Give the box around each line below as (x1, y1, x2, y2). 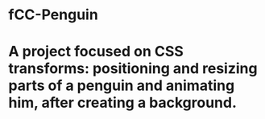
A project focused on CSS (8, 43, 184, 61)
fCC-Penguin (8, 6, 98, 24)
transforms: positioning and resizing (8, 59, 258, 78)
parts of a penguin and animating (8, 76, 235, 95)
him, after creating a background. (8, 94, 238, 112)
